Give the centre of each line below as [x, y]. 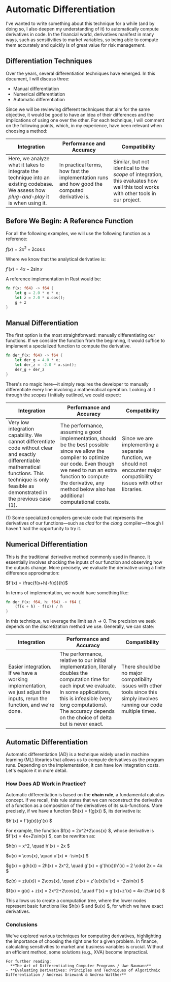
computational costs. [85, 502]
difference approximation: [33, 573]
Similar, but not [131, 161]
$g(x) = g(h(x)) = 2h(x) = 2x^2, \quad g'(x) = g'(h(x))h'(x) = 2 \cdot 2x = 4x [84, 865]
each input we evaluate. [88, 686]
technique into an [29, 178]
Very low [19, 422]
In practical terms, [81, 165]
